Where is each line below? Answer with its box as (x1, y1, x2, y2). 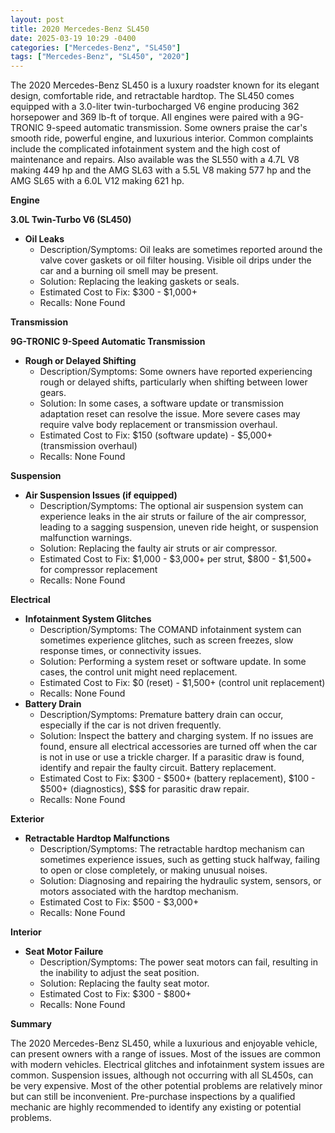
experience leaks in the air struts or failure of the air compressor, (39, 511, 307, 523)
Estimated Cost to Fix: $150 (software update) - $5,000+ (39, 429, 273, 441)
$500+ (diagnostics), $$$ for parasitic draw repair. (39, 783, 250, 795)
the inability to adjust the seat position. (39, 967, 200, 979)
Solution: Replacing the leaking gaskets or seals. (39, 276, 240, 288)
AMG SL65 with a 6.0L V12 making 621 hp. (10, 175, 185, 187)
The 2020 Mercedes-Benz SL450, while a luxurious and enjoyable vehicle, (10, 1037, 318, 1050)
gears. (39, 387, 67, 399)
